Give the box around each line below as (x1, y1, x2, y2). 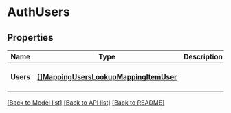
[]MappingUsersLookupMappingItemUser (36, 72, 177, 81)
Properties (7, 32, 54, 43)
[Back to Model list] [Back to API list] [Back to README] (7, 99, 165, 107)
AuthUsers (7, 4, 71, 20)
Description (183, 52, 223, 61)
